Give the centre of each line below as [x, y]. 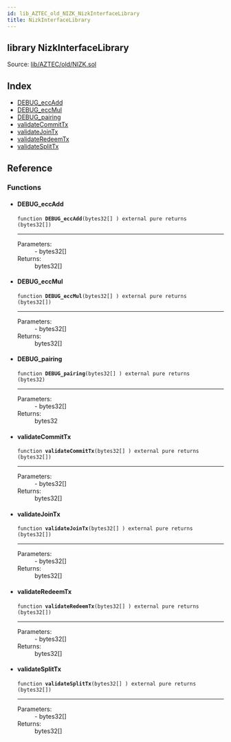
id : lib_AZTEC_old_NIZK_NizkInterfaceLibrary [73, 13]
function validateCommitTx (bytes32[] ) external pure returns [108, 452]
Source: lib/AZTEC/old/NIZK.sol [52, 64]
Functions [24, 188]
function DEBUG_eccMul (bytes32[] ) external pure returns [102, 296]
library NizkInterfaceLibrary [68, 48]
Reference [30, 168]
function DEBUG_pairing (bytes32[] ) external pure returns [103, 374]
